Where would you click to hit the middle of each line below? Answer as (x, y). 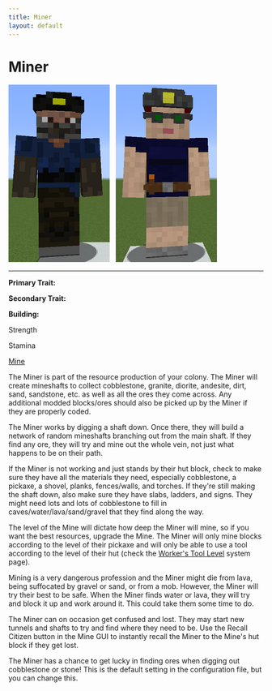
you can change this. (43, 678)
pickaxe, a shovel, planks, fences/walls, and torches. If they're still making (132, 486)
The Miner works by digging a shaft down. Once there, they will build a (126, 427)
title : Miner (30, 17)
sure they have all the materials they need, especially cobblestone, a (123, 478)
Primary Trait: (32, 283)
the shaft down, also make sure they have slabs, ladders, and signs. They (131, 495)
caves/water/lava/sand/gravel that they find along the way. (106, 512)
